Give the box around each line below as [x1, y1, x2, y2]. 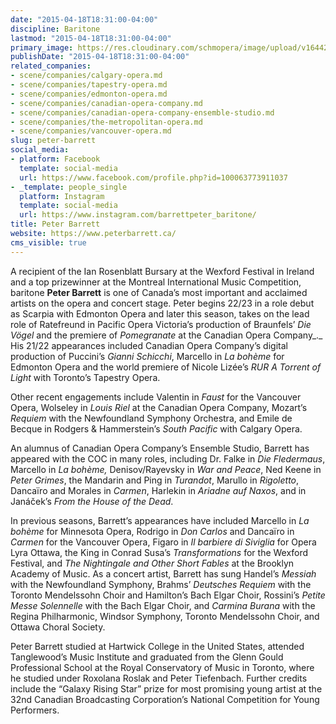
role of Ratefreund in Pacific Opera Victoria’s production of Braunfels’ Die [10, 318, 312, 330]
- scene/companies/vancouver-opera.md [10, 126, 172, 136]
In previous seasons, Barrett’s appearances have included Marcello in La [10, 514, 310, 526]
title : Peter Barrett [10, 219, 101, 230]
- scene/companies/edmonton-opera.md [10, 89, 168, 99]
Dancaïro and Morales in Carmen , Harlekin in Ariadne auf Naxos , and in [10, 484, 307, 496]
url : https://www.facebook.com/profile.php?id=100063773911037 [19, 172, 288, 183]
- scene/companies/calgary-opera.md [10, 71, 163, 81]
